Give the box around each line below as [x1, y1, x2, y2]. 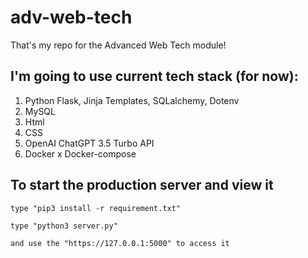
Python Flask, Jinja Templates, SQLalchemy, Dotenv [24, 94, 240, 106]
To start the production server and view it [10, 177, 274, 194]
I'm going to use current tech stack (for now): [10, 68, 299, 85]
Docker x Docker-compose [24, 147, 137, 160]
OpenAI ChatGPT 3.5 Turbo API [24, 137, 155, 149]
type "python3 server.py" [10, 221, 118, 231]
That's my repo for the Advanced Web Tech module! [10, 39, 227, 51]
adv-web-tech [10, 6, 133, 29]
